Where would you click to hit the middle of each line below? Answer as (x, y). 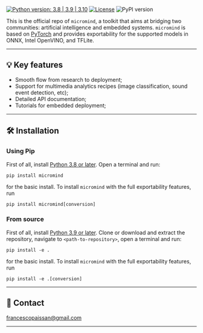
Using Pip (21, 151)
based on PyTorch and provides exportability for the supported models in (97, 34)
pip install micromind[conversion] (51, 204)
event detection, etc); (41, 92)
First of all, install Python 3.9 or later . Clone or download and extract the (96, 232)
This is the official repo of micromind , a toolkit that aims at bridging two (94, 21)
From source (25, 219)
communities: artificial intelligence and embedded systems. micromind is (96, 28)
